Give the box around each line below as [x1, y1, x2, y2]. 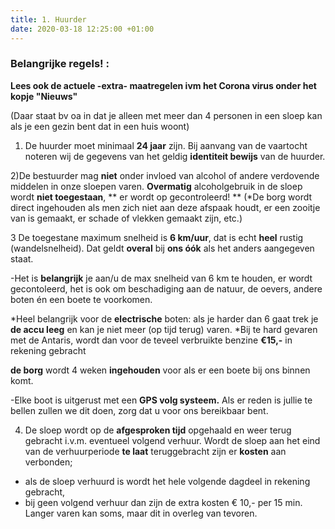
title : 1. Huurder [10, 14, 87, 25]
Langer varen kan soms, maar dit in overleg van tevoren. [24, 507, 258, 519]
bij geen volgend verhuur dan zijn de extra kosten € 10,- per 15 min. [24, 496, 303, 508]
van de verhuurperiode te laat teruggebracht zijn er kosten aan [24, 445, 287, 457]
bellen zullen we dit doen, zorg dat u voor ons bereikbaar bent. [10, 404, 269, 416]
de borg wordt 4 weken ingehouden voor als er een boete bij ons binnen [10, 364, 311, 376]
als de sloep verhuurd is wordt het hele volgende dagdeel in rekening [24, 475, 311, 487]
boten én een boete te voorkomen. [10, 293, 153, 305]
